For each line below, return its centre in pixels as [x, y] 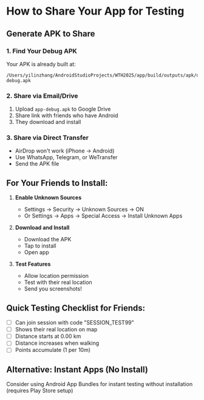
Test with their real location [58, 282]
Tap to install [40, 246]
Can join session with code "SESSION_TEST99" [75, 323]
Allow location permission [56, 276]
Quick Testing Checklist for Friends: [76, 308]
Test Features [33, 264]
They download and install [48, 122]
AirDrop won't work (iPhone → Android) [65, 151]
